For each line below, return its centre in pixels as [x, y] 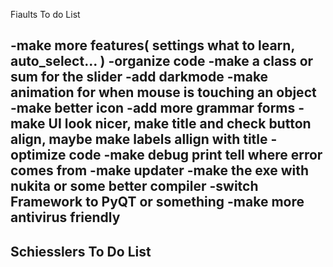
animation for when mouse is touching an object [163, 92]
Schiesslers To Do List [81, 251]
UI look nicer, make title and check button [180, 124]
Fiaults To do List [45, 14]
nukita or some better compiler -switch [134, 186]
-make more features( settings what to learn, [152, 45]
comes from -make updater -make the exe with [160, 170]
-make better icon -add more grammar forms [153, 108]
